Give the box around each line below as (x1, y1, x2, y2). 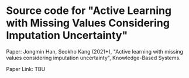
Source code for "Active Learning (6, 4, 171, 17)
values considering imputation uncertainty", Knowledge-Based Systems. (6, 54, 181, 61)
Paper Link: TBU (6, 65, 46, 72)
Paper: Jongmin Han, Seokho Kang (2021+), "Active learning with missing (6, 48, 183, 55)
